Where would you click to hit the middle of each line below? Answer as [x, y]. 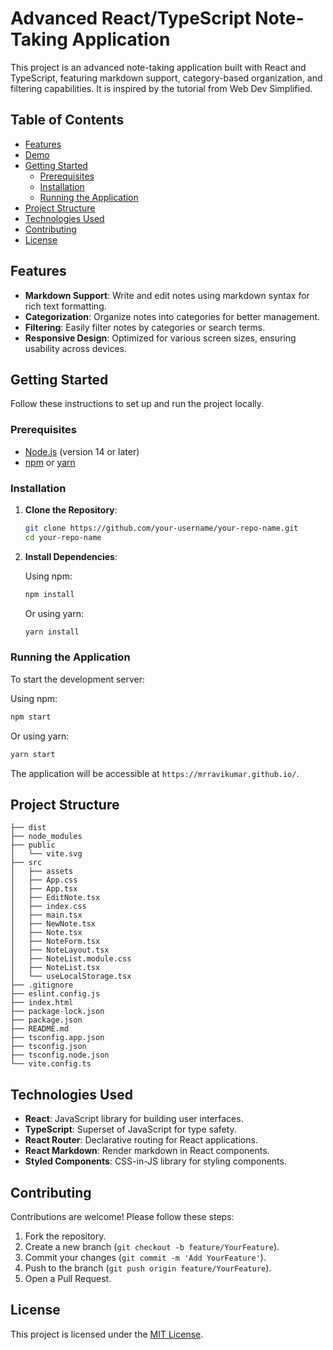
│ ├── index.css [48, 907]
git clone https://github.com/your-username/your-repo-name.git [161, 528]
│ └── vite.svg [46, 854]
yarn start [33, 754]
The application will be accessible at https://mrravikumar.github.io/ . [155, 773]
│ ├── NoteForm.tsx [55, 942]
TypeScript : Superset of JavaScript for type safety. [130, 1129]
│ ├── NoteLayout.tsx [60, 950]
